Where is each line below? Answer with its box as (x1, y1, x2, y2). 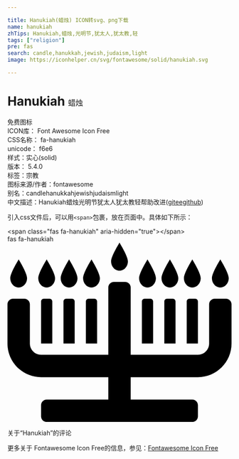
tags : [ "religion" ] (7, 36, 65, 43)
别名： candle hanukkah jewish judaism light (7, 189, 129, 197)
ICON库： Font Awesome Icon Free (7, 126, 110, 135)
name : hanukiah (7, 23, 53, 31)
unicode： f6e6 (7, 144, 53, 153)
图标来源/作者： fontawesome (7, 179, 94, 189)
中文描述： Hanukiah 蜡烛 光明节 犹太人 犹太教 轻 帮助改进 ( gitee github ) (7, 197, 204, 206)
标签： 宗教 (7, 171, 39, 179)
